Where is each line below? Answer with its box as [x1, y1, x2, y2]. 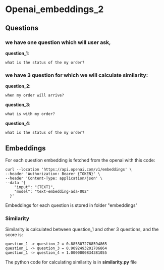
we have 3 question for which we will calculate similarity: [5, 72, 148, 79]
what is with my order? [5, 112, 56, 117]
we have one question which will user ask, [5, 39, 111, 46]
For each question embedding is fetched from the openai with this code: [5, 157, 155, 163]
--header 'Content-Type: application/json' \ [5, 176, 102, 181]
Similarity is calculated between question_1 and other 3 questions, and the [5, 226, 159, 233]
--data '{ [5, 180, 26, 185]
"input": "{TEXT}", [14, 184, 56, 190]
